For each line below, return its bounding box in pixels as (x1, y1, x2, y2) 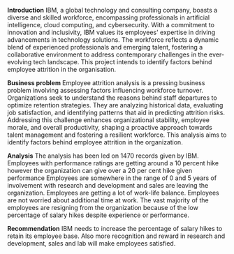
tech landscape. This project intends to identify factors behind (33, 58, 212, 66)
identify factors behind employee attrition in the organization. (7, 138, 183, 146)
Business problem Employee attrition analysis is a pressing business (7, 79, 205, 87)
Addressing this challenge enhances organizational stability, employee (7, 116, 210, 124)
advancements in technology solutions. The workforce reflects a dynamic (7, 36, 219, 44)
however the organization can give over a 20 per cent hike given (7, 167, 193, 174)
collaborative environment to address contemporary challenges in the (7, 50, 207, 59)
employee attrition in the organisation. (7, 66, 117, 73)
